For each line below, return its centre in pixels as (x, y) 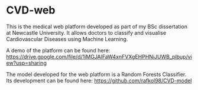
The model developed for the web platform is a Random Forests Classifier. (96, 74)
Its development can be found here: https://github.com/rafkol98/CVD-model (99, 81)
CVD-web (31, 10)
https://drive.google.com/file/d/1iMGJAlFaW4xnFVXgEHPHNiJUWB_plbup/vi (99, 56)
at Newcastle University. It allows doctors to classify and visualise (86, 32)
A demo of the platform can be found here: (58, 50)
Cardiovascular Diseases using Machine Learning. (67, 39)
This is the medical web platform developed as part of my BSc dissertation (97, 26)
